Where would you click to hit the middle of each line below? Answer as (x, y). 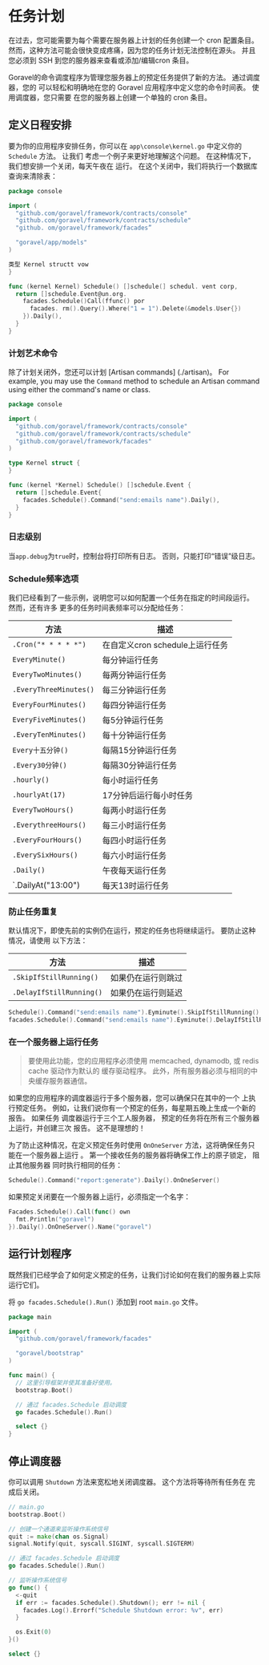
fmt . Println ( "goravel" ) (55, 1220)
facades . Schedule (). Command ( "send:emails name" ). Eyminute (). (112, 1020)
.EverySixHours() (45, 855)
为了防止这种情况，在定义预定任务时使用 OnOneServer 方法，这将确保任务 (128, 1145)
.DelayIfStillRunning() (58, 993)
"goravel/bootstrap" (50, 1353)
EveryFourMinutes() (49, 705)
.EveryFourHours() (47, 840)
